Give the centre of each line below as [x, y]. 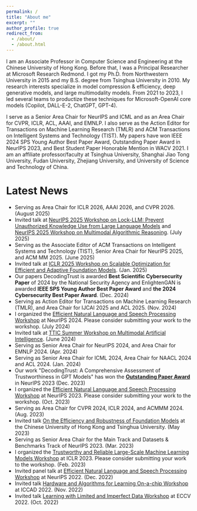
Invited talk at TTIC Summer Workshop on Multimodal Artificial [90, 333]
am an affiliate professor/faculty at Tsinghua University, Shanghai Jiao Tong [98, 154]
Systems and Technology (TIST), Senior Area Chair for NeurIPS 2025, [99, 251]
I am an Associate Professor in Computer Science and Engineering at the [94, 61]
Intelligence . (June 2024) [45, 339]
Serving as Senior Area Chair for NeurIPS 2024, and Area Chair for [95, 345]
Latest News [37, 191]
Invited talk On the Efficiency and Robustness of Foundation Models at [100, 421]
